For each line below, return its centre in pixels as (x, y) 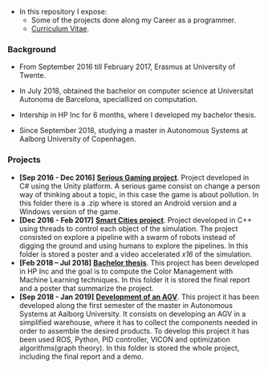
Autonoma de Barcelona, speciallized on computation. (108, 99)
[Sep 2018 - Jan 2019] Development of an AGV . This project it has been (139, 297)
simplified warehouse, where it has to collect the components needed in (138, 322)
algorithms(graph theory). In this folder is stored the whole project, (129, 347)
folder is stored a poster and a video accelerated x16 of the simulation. (136, 254)
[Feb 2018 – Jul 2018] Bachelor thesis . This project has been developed (139, 262)
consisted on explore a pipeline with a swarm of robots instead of (127, 237)
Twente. (32, 75)
